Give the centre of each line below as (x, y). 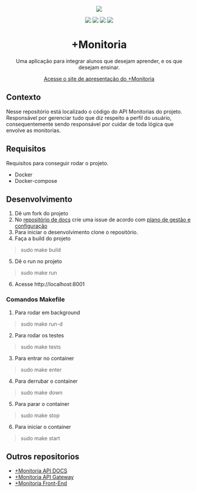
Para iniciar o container (43, 427)
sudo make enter (41, 369)
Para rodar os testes (39, 335)
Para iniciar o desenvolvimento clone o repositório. (76, 232)
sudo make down (42, 392)
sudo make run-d (42, 324)
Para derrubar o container (46, 381)
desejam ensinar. (99, 67)
